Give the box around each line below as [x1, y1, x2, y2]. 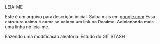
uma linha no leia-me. [5, 24, 50, 30]
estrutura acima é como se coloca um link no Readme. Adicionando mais [5, 19, 154, 24]
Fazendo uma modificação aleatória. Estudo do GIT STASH [5, 34, 125, 39]
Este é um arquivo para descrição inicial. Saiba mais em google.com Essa [5, 14, 155, 19]
